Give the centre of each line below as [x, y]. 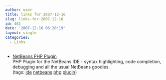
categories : [17, 38]
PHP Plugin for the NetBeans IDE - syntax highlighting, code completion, [87, 61]
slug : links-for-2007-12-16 [34, 19]
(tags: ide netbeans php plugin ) [45, 72]
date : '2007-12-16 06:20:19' [35, 28]
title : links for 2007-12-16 [35, 14]
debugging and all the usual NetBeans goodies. [61, 67]
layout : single [21, 33]
